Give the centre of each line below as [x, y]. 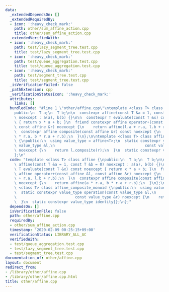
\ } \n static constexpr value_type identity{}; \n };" [73, 202]
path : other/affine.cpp [34, 216]
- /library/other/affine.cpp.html [41, 277]
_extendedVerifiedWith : [34, 38]
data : [11, 10]
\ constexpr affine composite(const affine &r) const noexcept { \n [88, 131]
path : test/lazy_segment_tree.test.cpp [56, 47]
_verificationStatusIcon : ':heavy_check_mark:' [61, 94]
